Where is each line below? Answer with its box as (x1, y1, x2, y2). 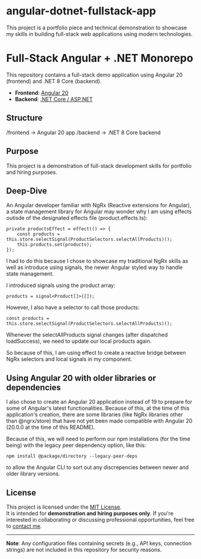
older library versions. (6, 470, 60, 478)
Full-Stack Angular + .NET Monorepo (6, 52, 193, 65)
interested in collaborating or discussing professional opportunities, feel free (6, 516, 195, 523)
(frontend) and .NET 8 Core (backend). (6, 77, 102, 84)
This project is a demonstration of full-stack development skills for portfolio (6, 162, 192, 169)
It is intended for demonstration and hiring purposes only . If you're (6, 509, 173, 516)
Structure (6, 113, 43, 123)
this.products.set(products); (17, 241, 93, 248)
